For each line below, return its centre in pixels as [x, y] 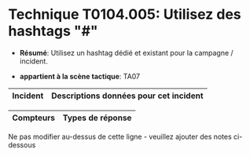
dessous [22, 145]
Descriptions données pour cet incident [127, 96]
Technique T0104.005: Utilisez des [125, 15]
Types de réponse [97, 118]
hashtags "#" [53, 31]
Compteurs [34, 118]
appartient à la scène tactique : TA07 [80, 76]
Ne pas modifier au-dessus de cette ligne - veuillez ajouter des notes [120, 136]
